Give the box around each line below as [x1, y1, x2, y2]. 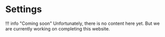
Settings [5, 4, 42, 15]
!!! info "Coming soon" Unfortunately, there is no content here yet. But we [5, 20, 160, 26]
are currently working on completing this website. [5, 25, 110, 31]
